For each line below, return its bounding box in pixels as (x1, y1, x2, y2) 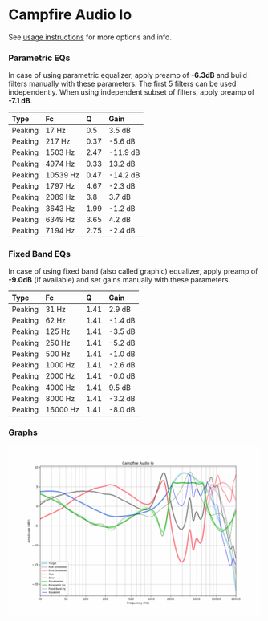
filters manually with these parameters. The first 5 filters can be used (8, 79, 237, 89)
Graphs (8, 427, 38, 438)
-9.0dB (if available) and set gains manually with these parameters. (8, 275, 231, 285)
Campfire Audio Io (8, 6, 132, 24)
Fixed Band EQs (8, 248, 71, 259)
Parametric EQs (8, 52, 71, 63)
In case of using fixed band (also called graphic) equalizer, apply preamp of (8, 266, 258, 276)
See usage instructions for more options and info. (8, 32, 173, 42)
